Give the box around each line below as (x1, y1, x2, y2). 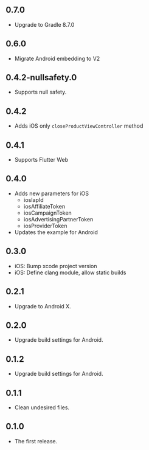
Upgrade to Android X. (14, 302, 71, 310)
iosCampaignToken (23, 209, 72, 216)
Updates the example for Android (14, 228, 99, 236)
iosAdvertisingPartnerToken (23, 215, 94, 223)
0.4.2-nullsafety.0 (5, 72, 77, 83)
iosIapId (23, 196, 44, 203)
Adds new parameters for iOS (14, 190, 89, 197)
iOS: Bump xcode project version (14, 262, 97, 269)
